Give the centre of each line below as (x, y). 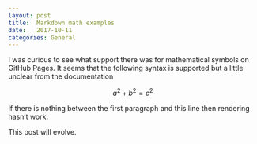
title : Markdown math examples (61, 23)
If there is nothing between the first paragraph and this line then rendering (129, 108)
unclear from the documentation (61, 76)
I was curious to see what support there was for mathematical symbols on (128, 60)
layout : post (30, 15)
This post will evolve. (42, 131)
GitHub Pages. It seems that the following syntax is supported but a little (126, 68)
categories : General (42, 37)
